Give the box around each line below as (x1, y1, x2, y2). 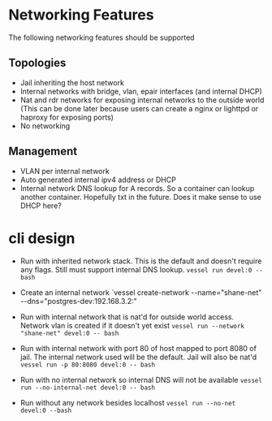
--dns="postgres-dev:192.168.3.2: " (19, 296, 138, 306)
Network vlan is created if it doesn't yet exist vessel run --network (19, 320, 245, 330)
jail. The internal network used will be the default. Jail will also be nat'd (19, 352, 257, 362)
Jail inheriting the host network (19, 77, 124, 87)
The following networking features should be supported (8, 33, 195, 42)
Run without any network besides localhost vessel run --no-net (19, 397, 236, 407)
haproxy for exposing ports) (19, 112, 114, 122)
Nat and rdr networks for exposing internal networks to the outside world (19, 95, 265, 105)
